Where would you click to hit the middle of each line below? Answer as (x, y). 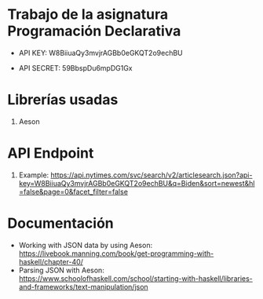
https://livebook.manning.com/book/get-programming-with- (116, 253)
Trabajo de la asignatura (88, 15)
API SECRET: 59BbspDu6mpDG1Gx (75, 67)
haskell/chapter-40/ (51, 261)
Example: (34, 175)
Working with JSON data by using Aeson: (86, 245)
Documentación (61, 223)
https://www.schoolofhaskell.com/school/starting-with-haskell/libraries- (135, 278)
